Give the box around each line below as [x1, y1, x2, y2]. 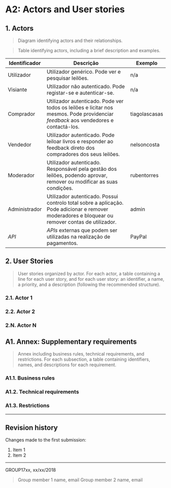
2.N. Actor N [5, 321, 37, 328]
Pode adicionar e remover [46, 206, 108, 213]
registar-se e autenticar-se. [46, 90, 115, 96]
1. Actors [5, 24, 34, 33]
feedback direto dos [46, 144, 95, 151]
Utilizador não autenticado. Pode [46, 83, 125, 90]
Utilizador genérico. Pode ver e [46, 68, 121, 75]
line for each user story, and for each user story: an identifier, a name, [17, 276, 164, 282]
